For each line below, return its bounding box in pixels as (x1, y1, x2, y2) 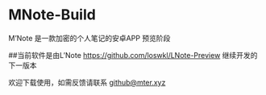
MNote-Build (8, 6, 97, 24)
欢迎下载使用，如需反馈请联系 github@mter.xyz (8, 77, 166, 87)
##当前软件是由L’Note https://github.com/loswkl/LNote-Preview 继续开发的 (8, 50, 258, 60)
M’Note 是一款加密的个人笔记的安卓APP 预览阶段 (8, 33, 171, 43)
